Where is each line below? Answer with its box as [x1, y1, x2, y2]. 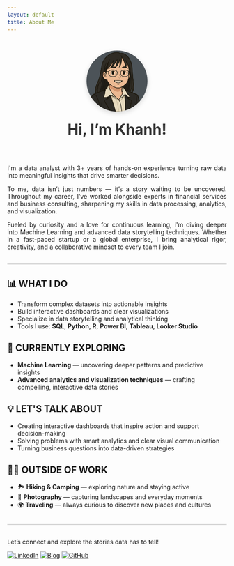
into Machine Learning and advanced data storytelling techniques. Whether [7, 227, 227, 236]
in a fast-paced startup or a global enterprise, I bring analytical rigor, [7, 235, 227, 243]
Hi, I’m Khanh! [67, 119, 167, 139]
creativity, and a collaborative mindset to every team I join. [7, 243, 175, 251]
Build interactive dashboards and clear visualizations [17, 307, 169, 315]
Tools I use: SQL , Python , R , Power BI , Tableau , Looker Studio [17, 321, 198, 330]
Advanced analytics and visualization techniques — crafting [17, 375, 195, 383]
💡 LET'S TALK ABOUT [7, 403, 103, 415]
